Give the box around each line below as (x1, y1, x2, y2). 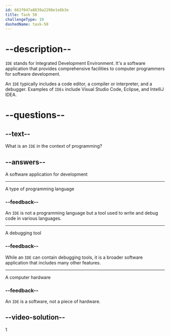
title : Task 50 (5, 12, 37, 17)
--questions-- (5, 110, 65, 121)
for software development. (5, 71, 61, 77)
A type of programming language (5, 186, 74, 192)
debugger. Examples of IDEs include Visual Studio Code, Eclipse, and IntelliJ (5, 86, 164, 92)
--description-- (5, 44, 72, 55)
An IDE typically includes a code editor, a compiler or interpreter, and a (5, 81, 153, 87)
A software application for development (5, 171, 88, 177)
